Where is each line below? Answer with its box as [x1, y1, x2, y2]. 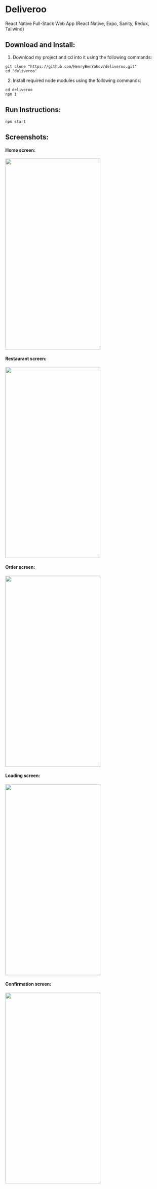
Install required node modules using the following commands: [12, 77, 141, 84]
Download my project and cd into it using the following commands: [12, 54, 152, 60]
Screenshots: [5, 132, 49, 141]
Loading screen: [5, 772, 41, 779]
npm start [5, 119, 26, 124]
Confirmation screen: [5, 981, 52, 987]
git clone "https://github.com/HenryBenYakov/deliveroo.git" [5, 64, 137, 69]
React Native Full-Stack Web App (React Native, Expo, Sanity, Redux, [5, 20, 149, 26]
